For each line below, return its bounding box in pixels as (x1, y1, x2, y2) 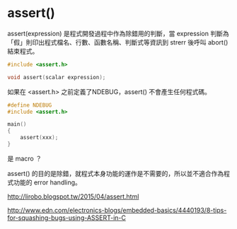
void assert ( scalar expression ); (7, 74, 106, 81)
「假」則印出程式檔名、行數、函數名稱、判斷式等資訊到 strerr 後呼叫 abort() (7, 37, 229, 47)
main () (7, 121, 27, 128)
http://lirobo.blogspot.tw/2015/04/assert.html (7, 192, 139, 201)
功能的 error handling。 (13, 178, 81, 187)
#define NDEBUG (7, 101, 52, 109)
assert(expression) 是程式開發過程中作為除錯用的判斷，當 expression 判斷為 (7, 29, 229, 37)
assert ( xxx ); (20, 134, 59, 141)
